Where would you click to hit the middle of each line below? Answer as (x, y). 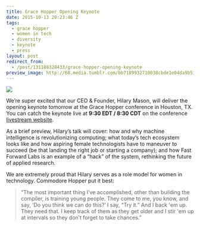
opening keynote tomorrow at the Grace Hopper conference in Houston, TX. (99, 107)
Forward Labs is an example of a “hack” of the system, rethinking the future (99, 157)
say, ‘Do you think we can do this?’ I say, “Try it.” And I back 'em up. (104, 205)
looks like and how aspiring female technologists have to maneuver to (92, 144)
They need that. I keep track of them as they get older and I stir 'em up (107, 212)
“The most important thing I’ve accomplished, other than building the (105, 192)
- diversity (26, 39)
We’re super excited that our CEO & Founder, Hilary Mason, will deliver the (97, 101)
